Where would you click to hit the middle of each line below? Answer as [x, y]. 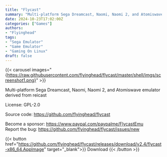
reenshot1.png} [21, 80]
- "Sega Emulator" [24, 42]
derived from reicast [26, 95]
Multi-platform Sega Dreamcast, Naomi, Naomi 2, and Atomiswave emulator [83, 90]
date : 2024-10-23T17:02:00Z [34, 19]
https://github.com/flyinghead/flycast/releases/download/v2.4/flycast [90, 144]
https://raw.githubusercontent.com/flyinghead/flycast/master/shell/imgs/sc [84, 75]
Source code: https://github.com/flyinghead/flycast [58, 114]
